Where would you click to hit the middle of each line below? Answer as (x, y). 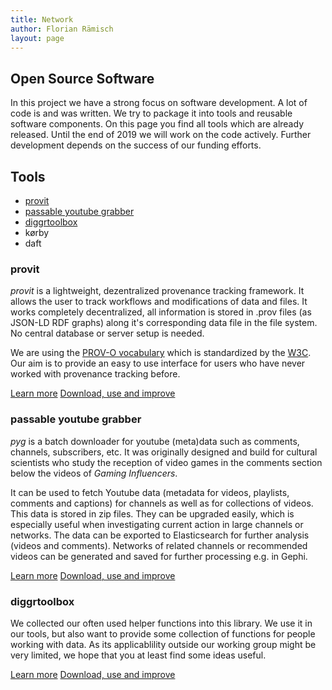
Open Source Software (82, 78)
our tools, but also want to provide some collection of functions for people (163, 633)
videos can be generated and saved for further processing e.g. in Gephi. (159, 556)
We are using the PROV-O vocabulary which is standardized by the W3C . (161, 353)
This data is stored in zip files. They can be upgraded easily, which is (152, 513)
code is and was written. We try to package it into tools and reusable (151, 113)
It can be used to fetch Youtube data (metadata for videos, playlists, (150, 492)
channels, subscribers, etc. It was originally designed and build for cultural (164, 452)
